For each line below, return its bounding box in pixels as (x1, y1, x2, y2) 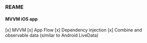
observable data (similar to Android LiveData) (5, 32, 98, 38)
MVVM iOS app (5, 16, 38, 22)
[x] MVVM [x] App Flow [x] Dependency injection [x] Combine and (5, 27, 142, 33)
